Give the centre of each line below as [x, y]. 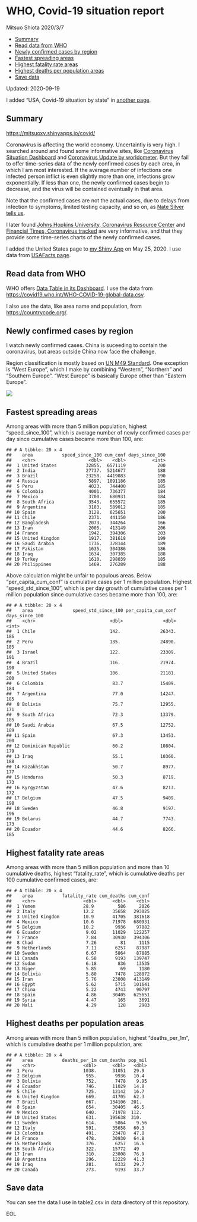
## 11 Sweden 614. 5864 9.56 [77, 1123]
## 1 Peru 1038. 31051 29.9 [75, 1071]
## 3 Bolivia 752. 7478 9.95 [77, 1081]
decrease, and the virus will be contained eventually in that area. [85, 189]
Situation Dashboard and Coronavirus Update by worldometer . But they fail [97, 157]
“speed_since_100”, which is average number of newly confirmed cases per [99, 433]
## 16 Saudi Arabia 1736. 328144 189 [86, 544]
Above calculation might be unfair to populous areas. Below [79, 576]
